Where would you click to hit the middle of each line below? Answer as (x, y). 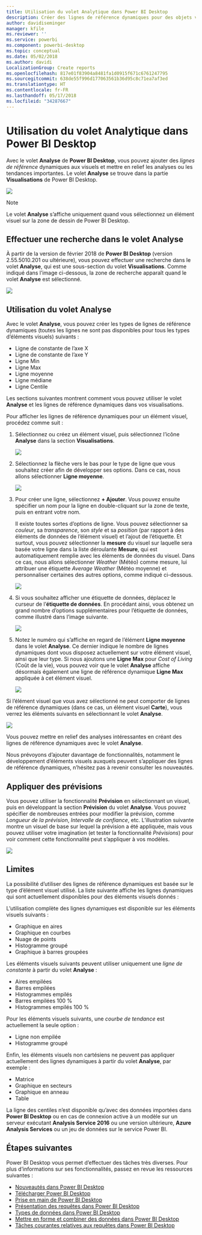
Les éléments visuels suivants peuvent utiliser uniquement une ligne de (94, 963)
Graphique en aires (38, 926)
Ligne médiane (33, 380)
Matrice (24, 1079)
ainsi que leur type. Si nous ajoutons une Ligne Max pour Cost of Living (104, 659)
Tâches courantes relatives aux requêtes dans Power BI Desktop (95, 1225)
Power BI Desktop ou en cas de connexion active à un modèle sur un (92, 1116)
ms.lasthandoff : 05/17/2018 (41, 96)
